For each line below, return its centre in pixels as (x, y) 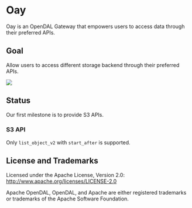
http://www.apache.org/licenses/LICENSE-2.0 (61, 181)
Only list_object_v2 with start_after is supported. (68, 142)
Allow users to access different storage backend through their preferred (93, 65)
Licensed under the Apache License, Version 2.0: (65, 175)
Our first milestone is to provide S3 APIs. (55, 115)
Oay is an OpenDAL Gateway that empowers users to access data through (95, 26)
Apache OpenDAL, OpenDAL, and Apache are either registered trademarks (96, 192)
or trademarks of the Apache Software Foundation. (67, 199)
